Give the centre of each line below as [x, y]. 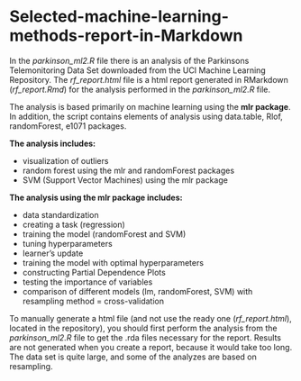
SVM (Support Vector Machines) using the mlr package [125, 180]
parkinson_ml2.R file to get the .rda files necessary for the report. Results [146, 337]
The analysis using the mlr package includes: [96, 197]
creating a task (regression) [74, 224]
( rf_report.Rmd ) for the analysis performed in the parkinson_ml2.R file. [140, 89]
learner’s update [53, 253]
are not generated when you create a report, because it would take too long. [151, 347]
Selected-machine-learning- [119, 17]
